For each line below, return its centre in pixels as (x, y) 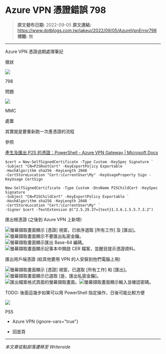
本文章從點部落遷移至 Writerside (38, 347)
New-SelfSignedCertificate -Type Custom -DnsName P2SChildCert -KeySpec (82, 188)
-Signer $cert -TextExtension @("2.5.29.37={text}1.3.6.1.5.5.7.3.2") (79, 209)
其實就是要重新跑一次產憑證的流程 (40, 131)
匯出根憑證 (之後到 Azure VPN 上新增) (43, 219)
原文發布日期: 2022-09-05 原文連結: (54, 25)
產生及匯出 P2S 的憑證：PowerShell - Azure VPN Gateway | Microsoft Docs (82, 152)
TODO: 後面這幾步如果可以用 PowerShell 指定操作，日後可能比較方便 (75, 293)
